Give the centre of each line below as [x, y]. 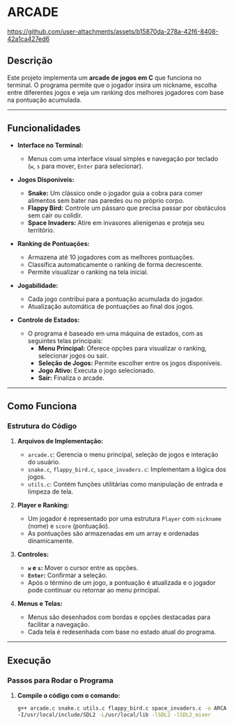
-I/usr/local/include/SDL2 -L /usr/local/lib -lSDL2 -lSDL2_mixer [114, 715]
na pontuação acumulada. [45, 100]
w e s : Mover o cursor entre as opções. [83, 568]
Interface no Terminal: [50, 145]
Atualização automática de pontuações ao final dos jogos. [111, 306]
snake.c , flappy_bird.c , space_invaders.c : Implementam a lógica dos [127, 470]
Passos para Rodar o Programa [60, 680]
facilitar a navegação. [58, 625]
